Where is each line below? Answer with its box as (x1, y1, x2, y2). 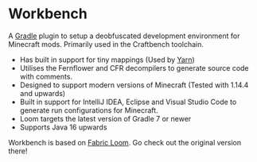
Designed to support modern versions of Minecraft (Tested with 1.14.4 (19, 80, 249, 90)
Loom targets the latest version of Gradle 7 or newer (19, 114, 192, 123)
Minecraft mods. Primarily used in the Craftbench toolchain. (8, 39, 204, 48)
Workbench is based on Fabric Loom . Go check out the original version (8, 137, 241, 147)
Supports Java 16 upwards (19, 122, 107, 132)
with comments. (19, 71, 73, 81)
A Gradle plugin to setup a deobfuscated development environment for (8, 31, 240, 40)
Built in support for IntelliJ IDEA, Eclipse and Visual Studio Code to (19, 97, 237, 106)
